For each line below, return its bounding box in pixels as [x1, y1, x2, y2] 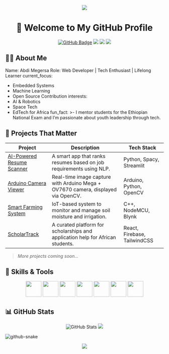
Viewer [8, 186, 25, 193]
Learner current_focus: [5, 73, 53, 79]
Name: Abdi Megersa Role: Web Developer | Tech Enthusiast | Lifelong [5, 67, 151, 73]
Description [71, 144, 100, 151]
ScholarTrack [8, 231, 39, 238]
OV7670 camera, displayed [52, 186, 117, 193]
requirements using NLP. [52, 165, 111, 172]
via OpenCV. [52, 192, 82, 199]
